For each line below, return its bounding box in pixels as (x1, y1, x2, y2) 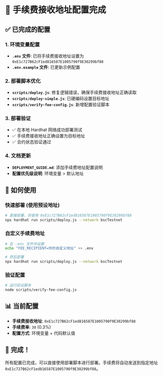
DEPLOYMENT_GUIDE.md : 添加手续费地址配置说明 (12, 164, 103, 170)
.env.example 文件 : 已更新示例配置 (12, 64, 81, 70)
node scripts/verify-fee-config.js (5, 288, 77, 292)
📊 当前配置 (5, 302, 39, 310)
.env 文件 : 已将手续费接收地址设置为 (12, 53, 84, 59)
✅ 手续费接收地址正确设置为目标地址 (12, 133, 85, 139)
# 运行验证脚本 (5, 283, 32, 288)
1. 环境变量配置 (5, 41, 40, 48)
